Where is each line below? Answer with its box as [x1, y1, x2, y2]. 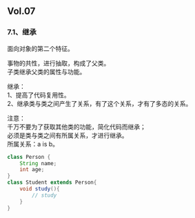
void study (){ [19, 186, 60, 193]
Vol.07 [7, 6, 36, 17]
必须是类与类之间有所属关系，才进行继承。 [7, 131, 128, 140]
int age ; [19, 166, 45, 173]
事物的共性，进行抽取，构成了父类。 [7, 58, 110, 67]
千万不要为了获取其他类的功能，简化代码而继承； [7, 122, 146, 131]
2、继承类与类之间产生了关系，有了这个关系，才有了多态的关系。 [7, 99, 192, 107]
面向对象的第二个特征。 [7, 44, 74, 52]
